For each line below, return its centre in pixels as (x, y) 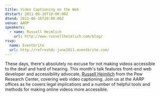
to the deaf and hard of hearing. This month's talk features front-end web (78, 69)
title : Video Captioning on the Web (42, 9)
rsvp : (10, 41)
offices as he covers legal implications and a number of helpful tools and (78, 84)
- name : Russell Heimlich (36, 32)
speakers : (15, 28)
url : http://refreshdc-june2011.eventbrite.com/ (59, 50)
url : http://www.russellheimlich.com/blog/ (58, 37)
